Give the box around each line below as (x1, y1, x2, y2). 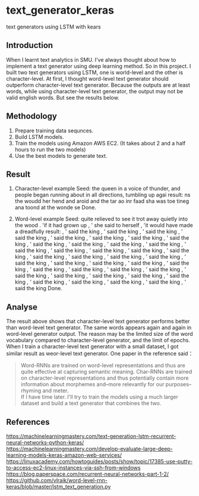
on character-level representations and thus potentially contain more (20, 374, 189, 381)
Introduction (6, 40, 53, 50)
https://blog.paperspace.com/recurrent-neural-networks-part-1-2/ (6, 470, 169, 478)
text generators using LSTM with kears (6, 23, 101, 30)
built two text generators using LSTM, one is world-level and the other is (6, 69, 183, 76)
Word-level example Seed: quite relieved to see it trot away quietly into (14, 215, 188, 222)
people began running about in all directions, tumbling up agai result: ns (14, 191, 191, 199)
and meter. (42, 387, 69, 395)
